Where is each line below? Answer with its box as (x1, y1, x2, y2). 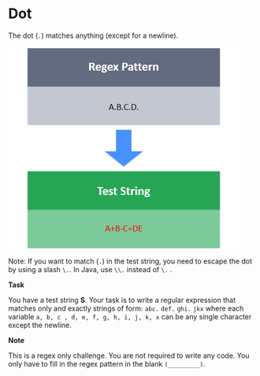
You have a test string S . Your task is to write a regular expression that (8, 295, 236, 304)
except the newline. (8, 320, 72, 330)
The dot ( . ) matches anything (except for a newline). (8, 31, 179, 40)
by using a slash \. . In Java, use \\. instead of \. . (8, 264, 173, 274)
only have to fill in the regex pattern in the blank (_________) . (8, 359, 206, 368)
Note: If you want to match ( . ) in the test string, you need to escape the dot (8, 256, 253, 266)
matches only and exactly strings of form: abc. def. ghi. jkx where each (8, 304, 244, 313)
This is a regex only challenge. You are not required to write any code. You (8, 351, 250, 360)
